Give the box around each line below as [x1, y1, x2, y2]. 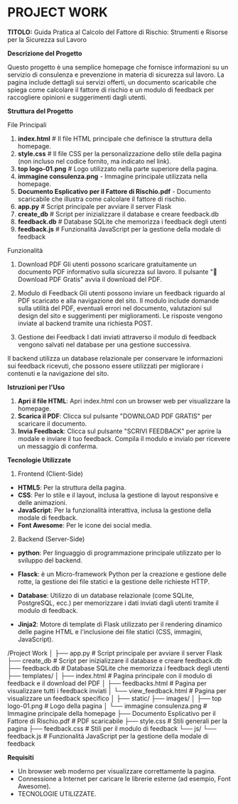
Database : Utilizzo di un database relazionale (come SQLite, [17, 591, 194, 599]
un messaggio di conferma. [17, 442, 98, 450]
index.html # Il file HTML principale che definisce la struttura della [17, 134, 212, 143]
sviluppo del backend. [17, 555, 83, 565]
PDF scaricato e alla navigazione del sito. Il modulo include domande [17, 296, 220, 305]
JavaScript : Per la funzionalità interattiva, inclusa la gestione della [17, 506, 212, 514]
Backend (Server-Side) [17, 534, 85, 543]
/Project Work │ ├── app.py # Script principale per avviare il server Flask [7, 648, 222, 657]
